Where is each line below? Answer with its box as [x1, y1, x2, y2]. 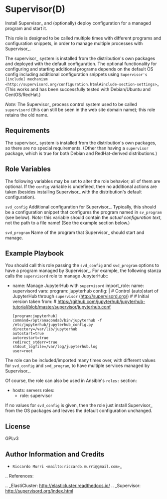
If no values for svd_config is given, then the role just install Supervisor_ [5, 402, 153, 408]
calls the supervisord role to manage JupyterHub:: [5, 273, 109, 279]
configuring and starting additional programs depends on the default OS [5, 66, 154, 72]
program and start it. [5, 25, 47, 31]
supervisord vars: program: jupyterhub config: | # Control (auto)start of [12, 288, 159, 294]
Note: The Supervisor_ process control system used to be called [5, 101, 137, 107]
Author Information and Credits [5, 450, 105, 458]
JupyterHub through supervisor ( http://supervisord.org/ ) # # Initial [12, 293, 149, 299]
